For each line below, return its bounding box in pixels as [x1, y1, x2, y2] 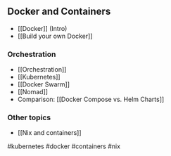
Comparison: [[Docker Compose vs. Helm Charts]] [17, 95, 165, 104]
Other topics [7, 112, 51, 122]
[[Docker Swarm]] [17, 80, 70, 89]
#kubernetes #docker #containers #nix [7, 142, 121, 150]
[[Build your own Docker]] [17, 32, 93, 40]
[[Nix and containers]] [17, 129, 82, 137]
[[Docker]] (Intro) [17, 24, 68, 32]
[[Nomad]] [17, 88, 48, 96]
